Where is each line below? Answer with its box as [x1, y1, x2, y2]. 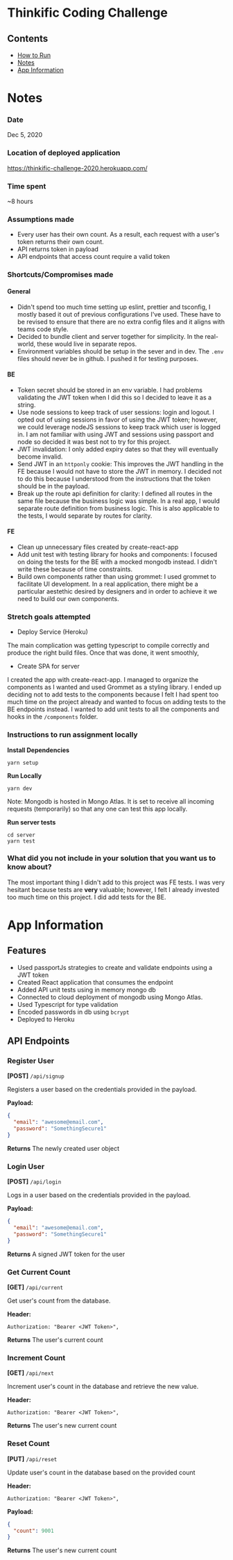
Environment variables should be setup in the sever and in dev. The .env [17, 347, 224, 356]
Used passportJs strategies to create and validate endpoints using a [17, 963, 213, 971]
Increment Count [7, 1353, 66, 1362]
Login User [7, 1161, 45, 1171]
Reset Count [7, 1439, 50, 1449]
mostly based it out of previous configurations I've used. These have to [17, 310, 221, 318]
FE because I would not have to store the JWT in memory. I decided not [17, 467, 222, 475]
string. [17, 400, 36, 408]
